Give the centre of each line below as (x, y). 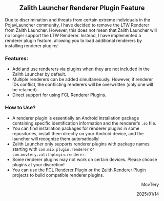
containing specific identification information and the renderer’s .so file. (84, 123)
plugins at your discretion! (38, 165)
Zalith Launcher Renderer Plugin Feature (82, 8)
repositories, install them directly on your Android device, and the (78, 134)
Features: (17, 58)
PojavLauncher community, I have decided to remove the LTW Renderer (77, 25)
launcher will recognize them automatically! (56, 139)
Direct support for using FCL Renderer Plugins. (59, 95)
